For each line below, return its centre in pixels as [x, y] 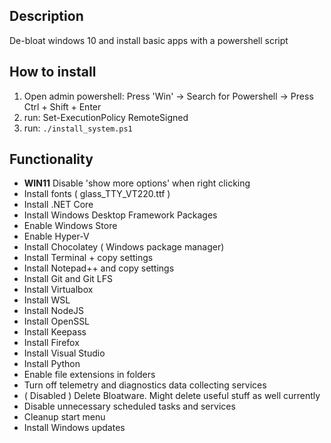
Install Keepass [55, 332]
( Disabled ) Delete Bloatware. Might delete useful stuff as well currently [172, 396]
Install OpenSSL [57, 321]
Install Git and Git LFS [68, 279]
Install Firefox [51, 343]
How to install [53, 72]
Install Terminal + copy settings [88, 258]
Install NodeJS [54, 311]
